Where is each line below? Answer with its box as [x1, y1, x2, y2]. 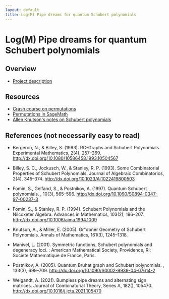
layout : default [5, 7, 39, 13]
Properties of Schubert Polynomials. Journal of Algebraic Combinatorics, [12, 170, 164, 176]
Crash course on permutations [12, 106, 77, 112]
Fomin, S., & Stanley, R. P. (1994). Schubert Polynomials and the [12, 206, 145, 212]
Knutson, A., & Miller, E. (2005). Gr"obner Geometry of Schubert [12, 226, 146, 232]
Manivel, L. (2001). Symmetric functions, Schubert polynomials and [12, 242, 152, 248]
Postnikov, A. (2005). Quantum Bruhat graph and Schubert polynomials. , [12, 262, 164, 268]
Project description [12, 78, 52, 84]
